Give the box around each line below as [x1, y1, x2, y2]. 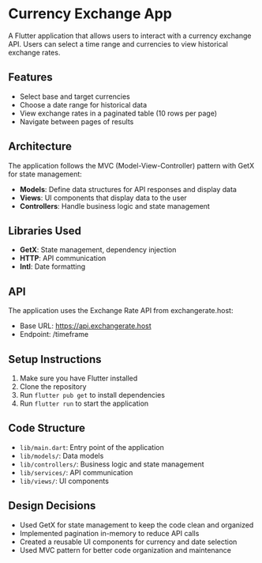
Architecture [8, 140, 73, 153]
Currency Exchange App [8, 5, 172, 23]
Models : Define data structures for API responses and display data [19, 184, 237, 194]
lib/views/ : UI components [19, 476, 109, 486]
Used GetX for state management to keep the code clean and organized [19, 520, 254, 530]
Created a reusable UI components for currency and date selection [19, 537, 238, 546]
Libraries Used [8, 224, 81, 237]
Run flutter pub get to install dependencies [19, 391, 166, 399]
